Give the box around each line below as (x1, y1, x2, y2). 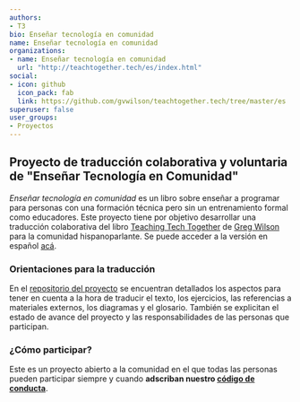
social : (9, 72, 39, 81)
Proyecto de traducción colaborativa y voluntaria (9, 154, 288, 170)
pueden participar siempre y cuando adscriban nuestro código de (9, 373, 255, 384)
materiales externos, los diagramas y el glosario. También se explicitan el (9, 302, 279, 313)
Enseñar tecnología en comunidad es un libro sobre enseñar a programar (9, 192, 280, 203)
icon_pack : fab (17, 88, 74, 97)
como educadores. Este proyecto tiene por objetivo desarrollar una (9, 212, 257, 223)
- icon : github (9, 80, 66, 89)
